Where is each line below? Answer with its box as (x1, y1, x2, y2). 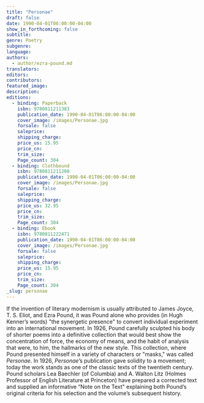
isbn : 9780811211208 (17, 168, 70, 175)
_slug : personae (6, 288, 48, 294)
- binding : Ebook (12, 225, 56, 232)
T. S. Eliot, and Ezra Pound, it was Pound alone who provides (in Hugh (6, 311, 183, 318)
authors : (6, 55, 29, 61)
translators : (6, 66, 40, 72)
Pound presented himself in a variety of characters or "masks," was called (6, 350, 194, 358)
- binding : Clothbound (12, 163, 70, 169)
